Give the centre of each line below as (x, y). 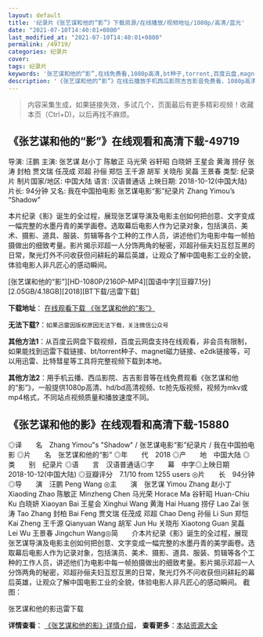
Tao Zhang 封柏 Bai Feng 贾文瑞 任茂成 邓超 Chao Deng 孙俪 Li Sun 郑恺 (133, 514)
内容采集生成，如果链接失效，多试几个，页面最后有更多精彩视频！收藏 (141, 104)
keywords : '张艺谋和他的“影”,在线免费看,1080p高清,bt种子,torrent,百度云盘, (124, 74)
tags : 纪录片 (27, 67)
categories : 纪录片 (38, 52)
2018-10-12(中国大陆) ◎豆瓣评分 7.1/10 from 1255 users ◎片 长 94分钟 (131, 475)
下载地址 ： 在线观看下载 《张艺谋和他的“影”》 (82, 308)
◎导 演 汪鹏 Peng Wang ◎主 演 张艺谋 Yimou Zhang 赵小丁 (120, 484)
